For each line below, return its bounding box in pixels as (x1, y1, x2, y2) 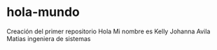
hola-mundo (6, 4, 80, 20)
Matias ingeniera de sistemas (6, 34, 91, 42)
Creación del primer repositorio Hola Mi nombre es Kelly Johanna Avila (6, 27, 211, 35)
